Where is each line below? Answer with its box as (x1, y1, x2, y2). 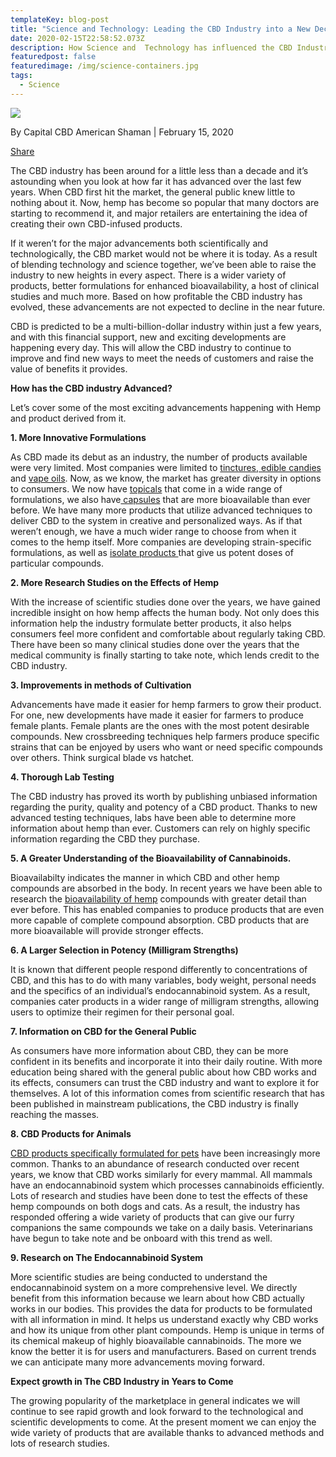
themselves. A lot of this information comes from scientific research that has (10, 1087, 325, 1099)
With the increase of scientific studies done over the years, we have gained (10, 596, 321, 608)
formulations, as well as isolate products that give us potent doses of (10, 546, 294, 558)
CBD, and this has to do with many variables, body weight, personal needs (10, 974, 317, 986)
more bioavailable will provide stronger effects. (10, 924, 204, 936)
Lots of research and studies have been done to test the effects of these (10, 1189, 308, 1201)
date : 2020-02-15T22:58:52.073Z (10, 33, 145, 43)
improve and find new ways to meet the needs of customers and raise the (10, 352, 315, 364)
